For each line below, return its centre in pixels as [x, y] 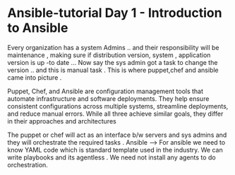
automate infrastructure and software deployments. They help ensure [108, 98]
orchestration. [28, 164]
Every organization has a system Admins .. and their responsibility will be [113, 47]
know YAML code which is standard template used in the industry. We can [115, 150]
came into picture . [35, 77]
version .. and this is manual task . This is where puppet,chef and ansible [113, 70]
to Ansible [38, 28]
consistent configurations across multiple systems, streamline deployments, [118, 106]
